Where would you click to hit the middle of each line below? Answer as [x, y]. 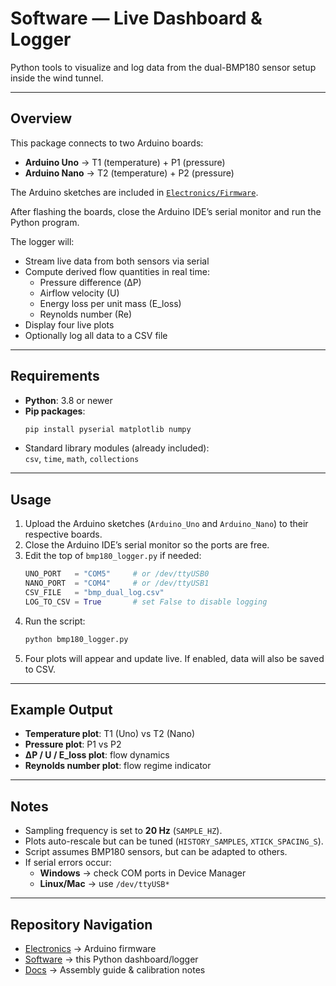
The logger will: [42, 241]
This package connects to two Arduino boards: [107, 143]
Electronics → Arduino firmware [90, 949]
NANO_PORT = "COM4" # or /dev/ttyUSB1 [117, 583]
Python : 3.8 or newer [68, 400]
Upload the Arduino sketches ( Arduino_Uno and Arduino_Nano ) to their [166, 524]
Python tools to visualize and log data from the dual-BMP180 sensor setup [163, 67]
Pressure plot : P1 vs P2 [73, 744]
